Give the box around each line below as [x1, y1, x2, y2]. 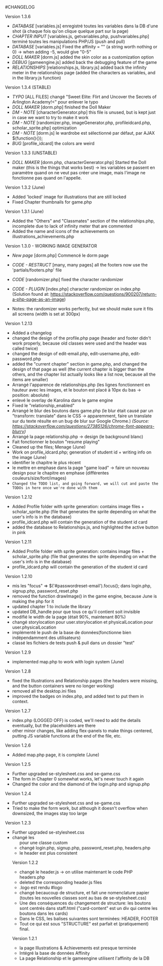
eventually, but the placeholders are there [12, 722, 96, 728]
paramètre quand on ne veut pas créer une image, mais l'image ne [12, 170, 146, 175]
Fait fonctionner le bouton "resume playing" [12, 439, 100, 445]
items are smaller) [12, 377, 49, 382]
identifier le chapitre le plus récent [12, 460, 81, 465]
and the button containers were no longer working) [12, 683, 114, 689]
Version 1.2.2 [12, 860, 38, 865]
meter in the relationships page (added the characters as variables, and [12, 70, 156, 75]
